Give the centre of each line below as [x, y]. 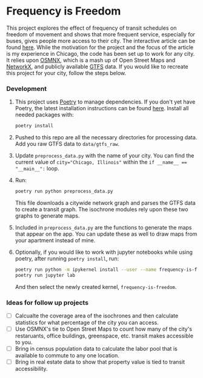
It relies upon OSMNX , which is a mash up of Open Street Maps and [91, 60]
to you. [24, 342]
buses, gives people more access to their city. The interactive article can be [101, 41]
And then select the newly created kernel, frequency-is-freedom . [96, 287]
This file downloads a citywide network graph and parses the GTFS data [105, 203]
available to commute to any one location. [67, 356]
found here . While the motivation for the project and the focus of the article [100, 47]
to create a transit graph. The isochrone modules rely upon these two [101, 209]
